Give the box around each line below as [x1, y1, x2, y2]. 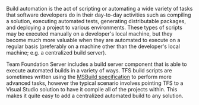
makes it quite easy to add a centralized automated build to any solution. [6, 92, 184, 99]
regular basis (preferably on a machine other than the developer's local [6, 43, 180, 50]
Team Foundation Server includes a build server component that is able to [6, 61, 187, 68]
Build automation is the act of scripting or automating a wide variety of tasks [6, 5, 193, 12]
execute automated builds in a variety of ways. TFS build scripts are [6, 67, 172, 74]
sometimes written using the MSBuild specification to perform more [6, 74, 172, 80]
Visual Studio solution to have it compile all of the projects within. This [6, 86, 178, 93]
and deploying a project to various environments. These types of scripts [6, 24, 183, 31]
